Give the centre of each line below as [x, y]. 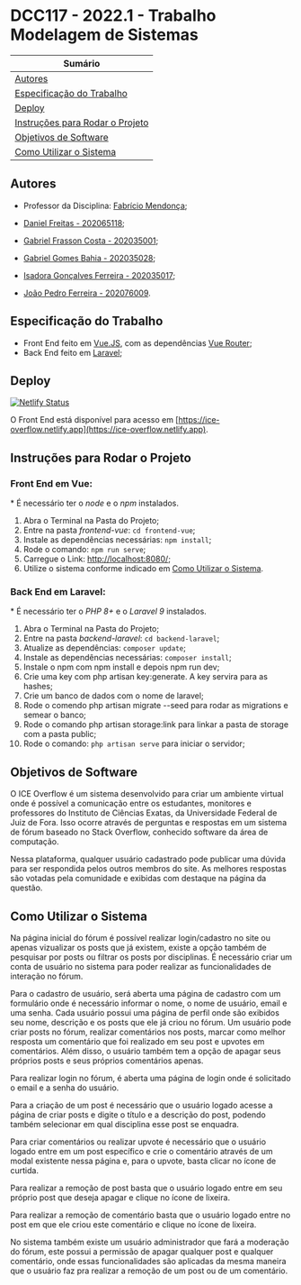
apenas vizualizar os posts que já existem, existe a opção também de [139, 947]
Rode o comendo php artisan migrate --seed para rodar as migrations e [155, 706]
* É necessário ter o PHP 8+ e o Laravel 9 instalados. [109, 611]
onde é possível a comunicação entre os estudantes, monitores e [131, 804]
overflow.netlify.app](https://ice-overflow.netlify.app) [108, 430]
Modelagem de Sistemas [104, 35]
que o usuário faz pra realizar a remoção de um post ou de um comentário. [149, 1271]
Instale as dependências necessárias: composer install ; [127, 658]
